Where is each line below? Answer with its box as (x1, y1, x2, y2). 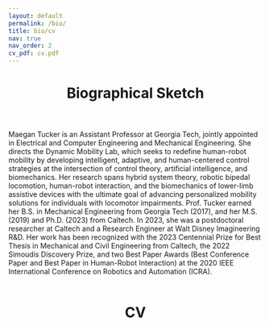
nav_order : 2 (8, 42, 52, 50)
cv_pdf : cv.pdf (8, 49, 60, 57)
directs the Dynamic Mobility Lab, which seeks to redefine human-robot (8, 147, 247, 157)
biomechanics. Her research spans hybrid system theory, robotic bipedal (8, 173, 250, 182)
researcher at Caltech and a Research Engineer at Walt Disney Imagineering (8, 224, 260, 234)
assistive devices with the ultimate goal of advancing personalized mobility (8, 190, 257, 199)
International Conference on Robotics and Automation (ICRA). (8, 267, 213, 277)
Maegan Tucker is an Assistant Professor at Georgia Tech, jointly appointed (8, 130, 259, 140)
